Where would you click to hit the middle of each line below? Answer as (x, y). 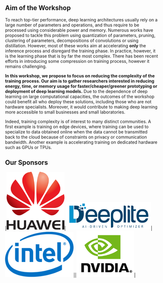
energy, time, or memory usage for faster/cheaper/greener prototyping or (81, 86)
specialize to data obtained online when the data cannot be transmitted (76, 132)
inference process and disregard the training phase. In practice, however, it (80, 51)
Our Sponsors (27, 163)
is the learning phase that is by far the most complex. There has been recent (81, 56)
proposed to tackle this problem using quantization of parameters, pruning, (80, 35)
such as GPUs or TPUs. (28, 147)
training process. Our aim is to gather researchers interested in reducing (80, 81)
